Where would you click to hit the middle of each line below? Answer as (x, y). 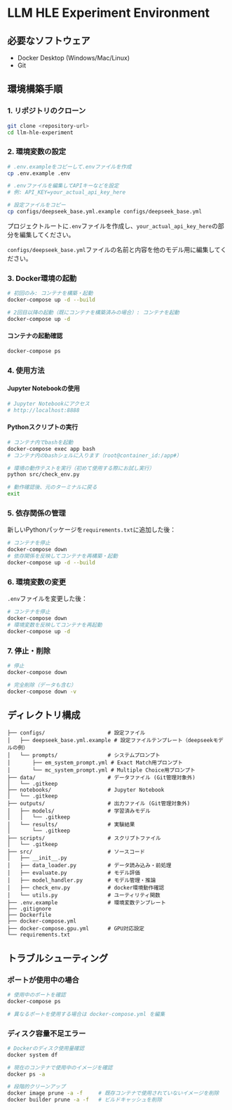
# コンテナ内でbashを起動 (40, 442)
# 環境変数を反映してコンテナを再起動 (55, 625)
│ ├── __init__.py (37, 858)
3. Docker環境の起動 (42, 278)
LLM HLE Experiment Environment (109, 13)
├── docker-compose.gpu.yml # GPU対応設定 (76, 929)
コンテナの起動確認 (35, 336)
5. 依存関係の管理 (37, 513)
